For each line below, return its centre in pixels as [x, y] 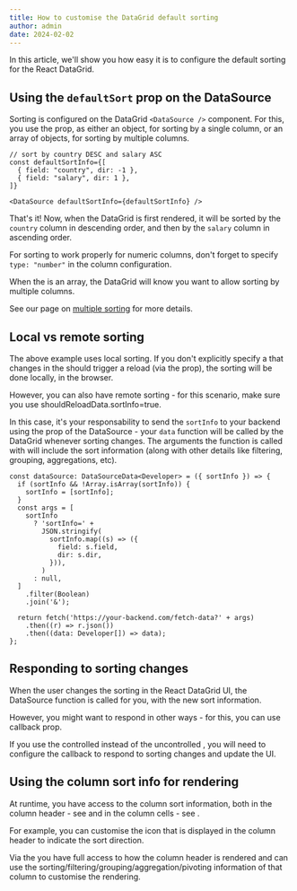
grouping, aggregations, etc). [63, 460]
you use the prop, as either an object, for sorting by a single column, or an [146, 129]
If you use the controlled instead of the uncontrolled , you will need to [138, 744]
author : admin [36, 26]
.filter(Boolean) [58, 594]
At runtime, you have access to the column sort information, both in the [141, 803]
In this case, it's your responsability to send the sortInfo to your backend [145, 422]
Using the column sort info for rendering [124, 782]
